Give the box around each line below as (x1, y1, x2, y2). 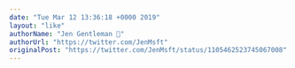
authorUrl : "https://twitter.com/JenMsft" (9, 37, 168, 47)
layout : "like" (9, 21, 66, 30)
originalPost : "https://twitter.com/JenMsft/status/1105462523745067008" (9, 46, 288, 55)
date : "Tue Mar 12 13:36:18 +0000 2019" (9, 12, 161, 22)
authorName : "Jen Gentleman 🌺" (9, 29, 125, 38)
